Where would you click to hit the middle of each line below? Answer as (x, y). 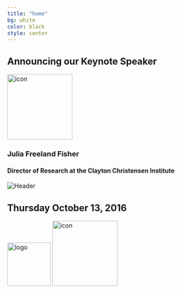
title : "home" (28, 14)
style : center (28, 33)
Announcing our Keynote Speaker (82, 61)
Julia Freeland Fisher (43, 154)
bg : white (22, 20)
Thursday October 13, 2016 (67, 208)
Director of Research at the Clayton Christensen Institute (91, 171)
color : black (26, 26)
